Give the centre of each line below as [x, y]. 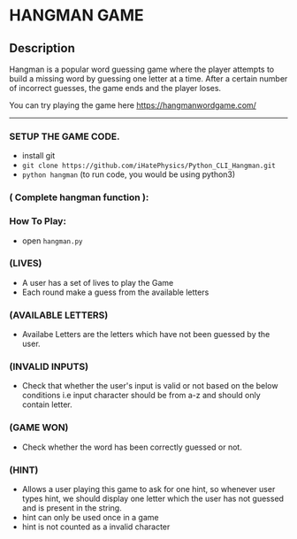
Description [42, 48]
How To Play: [38, 221]
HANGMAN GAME [76, 15]
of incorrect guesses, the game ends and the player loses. [115, 88]
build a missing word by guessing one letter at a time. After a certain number [148, 79]
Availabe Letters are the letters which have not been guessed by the [146, 335]
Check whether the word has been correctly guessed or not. [132, 447]
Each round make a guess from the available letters [115, 292]
